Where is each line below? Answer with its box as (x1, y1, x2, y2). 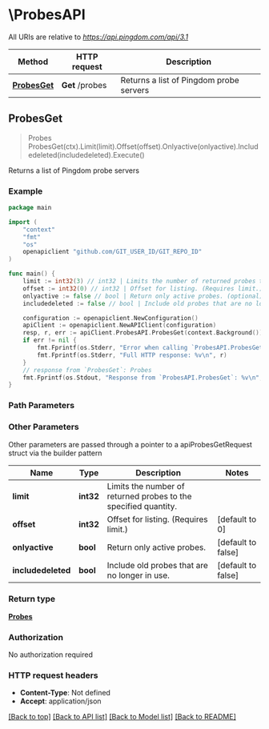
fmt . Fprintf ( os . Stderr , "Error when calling (37, 344, 188, 352)
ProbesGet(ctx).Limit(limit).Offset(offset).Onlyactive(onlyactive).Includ (27, 142, 259, 151)
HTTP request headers (8, 670, 98, 681)
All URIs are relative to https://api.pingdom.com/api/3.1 (8, 32, 189, 42)
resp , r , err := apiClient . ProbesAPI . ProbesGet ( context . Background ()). (22, 329, 267, 337)
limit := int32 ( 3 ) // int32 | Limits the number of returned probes (22, 278, 256, 286)
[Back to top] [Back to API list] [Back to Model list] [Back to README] (8, 712, 236, 722)
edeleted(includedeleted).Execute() (27, 150, 146, 159)
